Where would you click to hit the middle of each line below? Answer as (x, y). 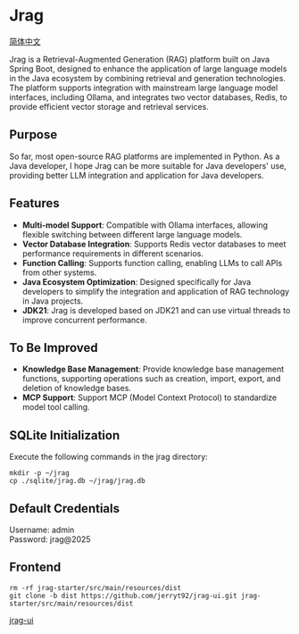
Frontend (35, 567)
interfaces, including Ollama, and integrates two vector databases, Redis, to (148, 97)
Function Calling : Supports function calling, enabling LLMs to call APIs (152, 263)
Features (34, 203)
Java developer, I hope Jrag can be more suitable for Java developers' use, (148, 165)
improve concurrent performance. (84, 320)
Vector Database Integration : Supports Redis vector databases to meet (154, 244)
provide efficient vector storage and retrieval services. (109, 106)
